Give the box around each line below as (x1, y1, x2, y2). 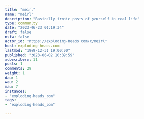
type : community (5, 20, 38, 26)
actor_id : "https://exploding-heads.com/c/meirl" (5, 39, 108, 44)
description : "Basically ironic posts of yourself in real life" (5, 16, 140, 21)
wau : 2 (5, 79, 18, 84)
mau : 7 (5, 84, 18, 89)
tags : (5, 98, 16, 103)
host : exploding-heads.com (5, 43, 60, 48)
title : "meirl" (5, 7, 36, 12)
